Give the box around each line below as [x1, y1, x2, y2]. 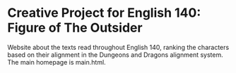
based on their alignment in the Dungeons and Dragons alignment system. [7, 51, 224, 59]
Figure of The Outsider [7, 20, 143, 36]
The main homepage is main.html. [7, 58, 106, 66]
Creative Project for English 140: [7, 5, 201, 21]
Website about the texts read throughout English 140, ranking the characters [7, 43, 230, 51]
